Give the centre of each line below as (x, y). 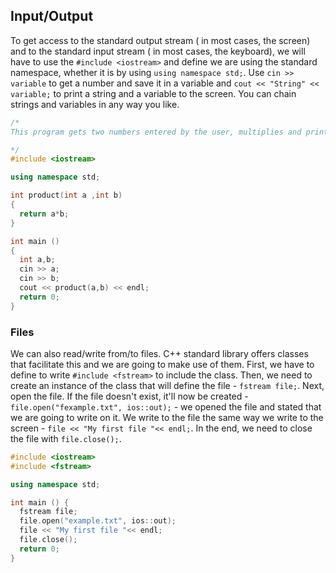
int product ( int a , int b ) (66, 195)
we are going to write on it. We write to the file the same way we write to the (167, 417)
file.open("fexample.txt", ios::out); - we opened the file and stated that (166, 406)
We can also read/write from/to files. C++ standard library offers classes (159, 353)
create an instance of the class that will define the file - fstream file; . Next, (167, 385)
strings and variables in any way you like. (95, 104)
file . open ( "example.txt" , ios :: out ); (98, 521)
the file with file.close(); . (66, 438)
